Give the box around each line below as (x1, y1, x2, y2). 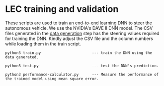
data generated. (5, 54, 39, 60)
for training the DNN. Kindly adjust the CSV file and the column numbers (5, 36, 153, 42)
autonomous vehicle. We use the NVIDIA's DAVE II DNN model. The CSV (5, 25, 153, 31)
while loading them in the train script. (5, 41, 81, 46)
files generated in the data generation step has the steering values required (5, 30, 160, 36)
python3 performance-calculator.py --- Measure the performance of (5, 72, 159, 77)
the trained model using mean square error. (5, 76, 99, 81)
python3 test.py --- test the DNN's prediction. (5, 63, 159, 68)
